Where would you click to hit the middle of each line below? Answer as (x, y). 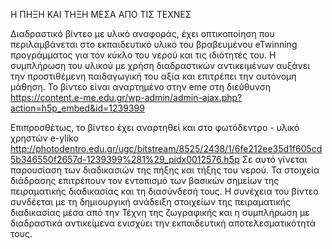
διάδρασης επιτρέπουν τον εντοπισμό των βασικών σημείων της (145, 180)
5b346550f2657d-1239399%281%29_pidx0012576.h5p (125, 159)
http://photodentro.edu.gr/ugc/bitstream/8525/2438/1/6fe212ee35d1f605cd (166, 148)
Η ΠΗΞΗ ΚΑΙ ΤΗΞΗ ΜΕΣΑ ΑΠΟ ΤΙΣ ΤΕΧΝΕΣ (101, 14)
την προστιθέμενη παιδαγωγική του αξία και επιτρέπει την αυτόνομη (153, 76)
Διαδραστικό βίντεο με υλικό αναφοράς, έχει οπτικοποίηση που (142, 33)
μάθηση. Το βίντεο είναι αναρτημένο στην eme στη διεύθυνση (141, 87)
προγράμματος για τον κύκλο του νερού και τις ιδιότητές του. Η (143, 55)
